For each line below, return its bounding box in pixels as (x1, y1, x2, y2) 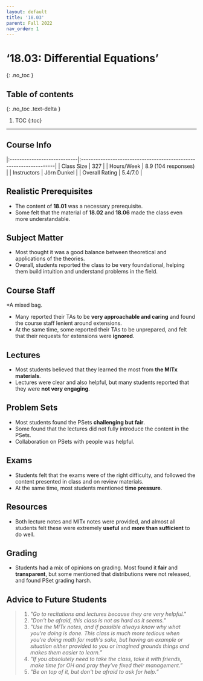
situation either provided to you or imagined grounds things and (30, 642, 190, 650)
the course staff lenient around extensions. (14, 319, 122, 327)
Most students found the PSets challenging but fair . (14, 418, 146, 426)
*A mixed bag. (6, 301, 42, 309)
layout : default (6, 8, 47, 15)
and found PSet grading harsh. (14, 577, 92, 584)
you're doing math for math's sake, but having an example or (30, 636, 183, 644)
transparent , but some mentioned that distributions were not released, (14, 571, 192, 578)
